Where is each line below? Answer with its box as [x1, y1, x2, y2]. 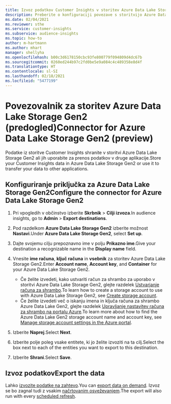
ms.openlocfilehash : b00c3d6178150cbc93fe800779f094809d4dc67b [5, 54, 142, 60]
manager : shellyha [5, 50, 44, 55]
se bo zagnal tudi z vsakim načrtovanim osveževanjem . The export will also [5, 388, 162, 394]
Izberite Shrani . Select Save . [12, 354, 72, 360]
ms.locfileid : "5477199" [5, 78, 58, 83]
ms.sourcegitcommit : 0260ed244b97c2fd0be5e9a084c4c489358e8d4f [5, 59, 142, 65]
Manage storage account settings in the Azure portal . [20, 319, 132, 325]
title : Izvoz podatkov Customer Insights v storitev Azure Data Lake [5, 7, 156, 13]
